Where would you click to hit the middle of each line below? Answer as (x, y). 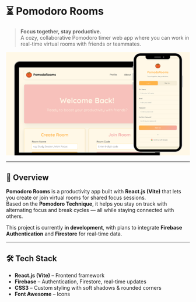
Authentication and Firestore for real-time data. (64, 234)
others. (15, 216)
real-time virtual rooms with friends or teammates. (80, 44)
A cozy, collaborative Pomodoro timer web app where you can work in (105, 37)
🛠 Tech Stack (32, 258)
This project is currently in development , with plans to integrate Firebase (94, 228)
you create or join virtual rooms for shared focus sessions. (76, 198)
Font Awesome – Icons (42, 294)
